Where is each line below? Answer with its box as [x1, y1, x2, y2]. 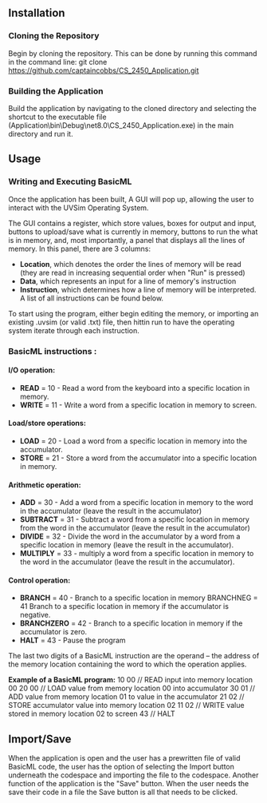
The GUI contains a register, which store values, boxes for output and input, [8, 218, 257, 228]
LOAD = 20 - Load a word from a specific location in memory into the [19, 436, 248, 446]
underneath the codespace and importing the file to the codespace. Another [8, 770, 259, 780]
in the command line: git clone [8, 57, 108, 66]
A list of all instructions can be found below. [19, 293, 164, 303]
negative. [19, 610, 51, 620]
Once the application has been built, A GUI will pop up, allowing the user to [8, 194, 254, 204]
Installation [8, 6, 65, 20]
